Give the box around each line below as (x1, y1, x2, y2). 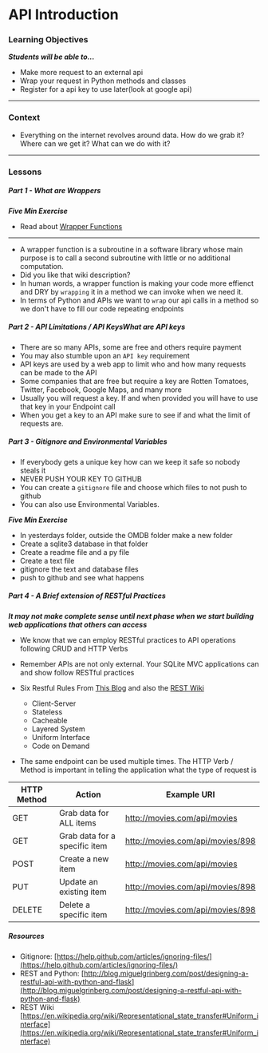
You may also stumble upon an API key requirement (19, 350, 190, 360)
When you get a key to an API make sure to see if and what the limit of (19, 410, 251, 420)
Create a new (58, 853, 109, 864)
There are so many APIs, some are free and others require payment (19, 342, 242, 352)
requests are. (19, 418, 64, 428)
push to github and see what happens (19, 572, 145, 582)
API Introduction (8, 6, 119, 24)
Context (8, 112, 41, 123)
